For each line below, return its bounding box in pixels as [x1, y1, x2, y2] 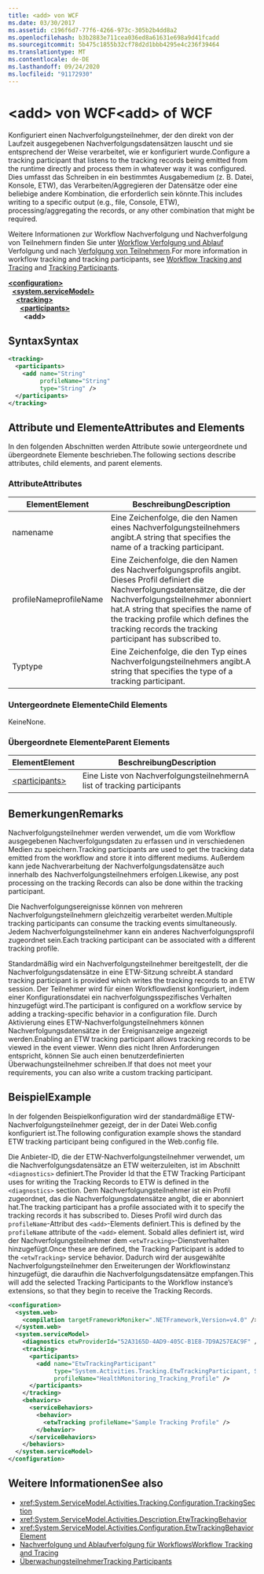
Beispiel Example [8, 1091, 92, 1104]
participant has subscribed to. [111, 633, 222, 644]
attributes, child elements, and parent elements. [8, 459, 163, 468]
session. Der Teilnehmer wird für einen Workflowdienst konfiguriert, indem [8, 984, 250, 994]
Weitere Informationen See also [8, 1477, 163, 1490]
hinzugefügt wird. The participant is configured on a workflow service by [8, 1001, 242, 1010]
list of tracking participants [82, 780, 181, 791]
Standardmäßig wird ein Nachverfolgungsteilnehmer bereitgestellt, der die [8, 959, 248, 969]
